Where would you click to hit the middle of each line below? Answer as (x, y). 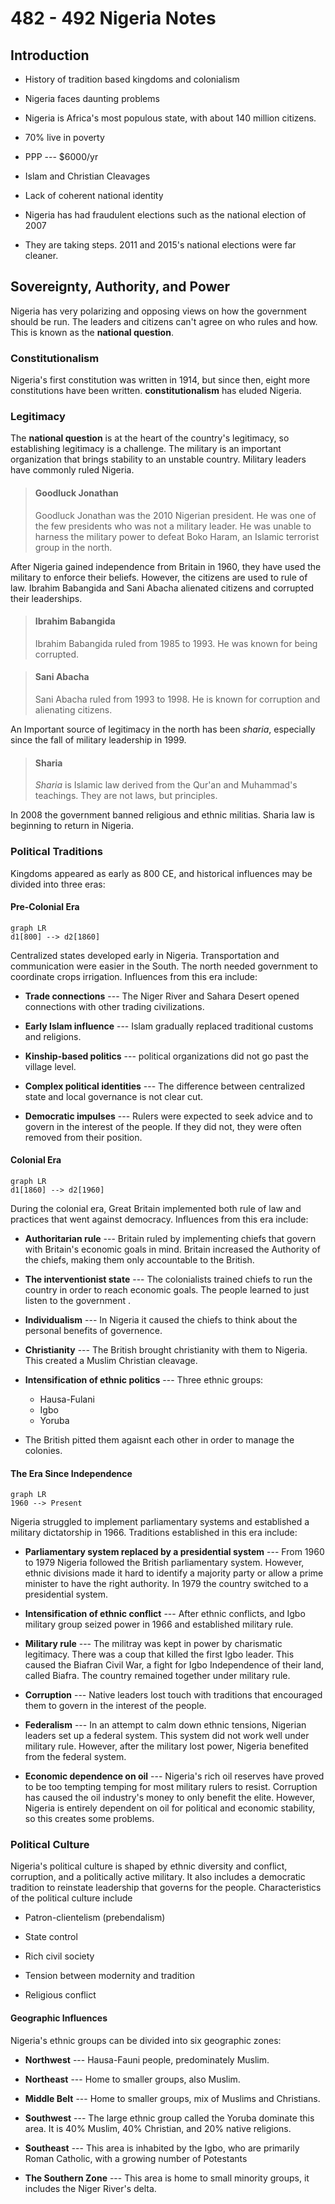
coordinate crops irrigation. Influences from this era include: (134, 976)
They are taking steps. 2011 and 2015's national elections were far (160, 245)
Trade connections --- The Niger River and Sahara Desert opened (162, 996)
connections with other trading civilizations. (114, 1006)
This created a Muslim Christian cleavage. (111, 1360)
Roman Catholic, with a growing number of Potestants (136, 2158)
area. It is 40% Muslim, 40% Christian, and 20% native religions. (158, 2128)
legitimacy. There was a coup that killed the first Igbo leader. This (159, 1654)
